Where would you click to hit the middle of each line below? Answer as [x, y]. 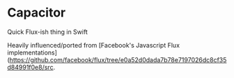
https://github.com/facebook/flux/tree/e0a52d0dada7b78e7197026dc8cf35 [118, 59]
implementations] [32, 52]
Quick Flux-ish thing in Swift [48, 32]
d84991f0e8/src [30, 67]
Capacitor [37, 13]
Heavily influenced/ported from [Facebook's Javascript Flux [93, 45]
